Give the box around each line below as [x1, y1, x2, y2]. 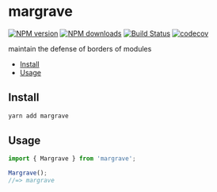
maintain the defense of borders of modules [8, 44, 152, 53]
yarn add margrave [8, 112, 69, 120]
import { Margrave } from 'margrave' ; [8, 155, 136, 163]
